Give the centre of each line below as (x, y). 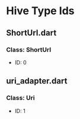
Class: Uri (20, 98)
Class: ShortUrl (29, 50)
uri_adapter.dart (37, 81)
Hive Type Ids (41, 11)
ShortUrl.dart (31, 33)
